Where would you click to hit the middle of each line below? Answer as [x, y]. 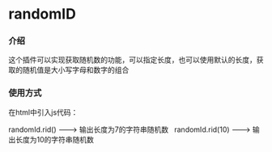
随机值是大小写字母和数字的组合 [76, 70]
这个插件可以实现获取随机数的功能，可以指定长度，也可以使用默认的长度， [132, 60]
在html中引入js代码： [43, 112]
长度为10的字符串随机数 [55, 139]
